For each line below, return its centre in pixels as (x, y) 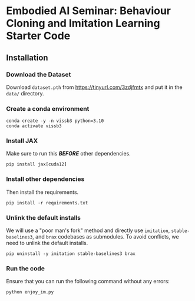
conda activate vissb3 (34, 126)
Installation (27, 57)
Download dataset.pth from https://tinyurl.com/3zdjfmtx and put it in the (94, 87)
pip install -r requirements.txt (47, 203)
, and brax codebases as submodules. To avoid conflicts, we (105, 237)
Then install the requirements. (42, 192)
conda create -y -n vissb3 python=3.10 (55, 121)
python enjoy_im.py (30, 292)
